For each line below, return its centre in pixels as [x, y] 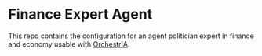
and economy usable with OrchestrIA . [69, 44]
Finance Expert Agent [80, 14]
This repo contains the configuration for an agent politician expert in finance [131, 36]
